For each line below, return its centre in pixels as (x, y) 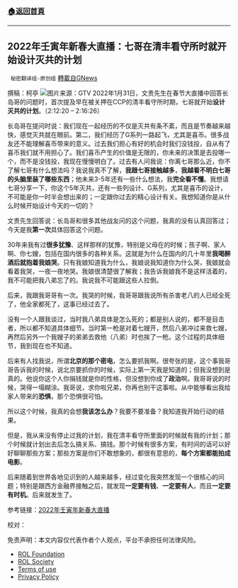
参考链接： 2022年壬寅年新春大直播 (58, 510)
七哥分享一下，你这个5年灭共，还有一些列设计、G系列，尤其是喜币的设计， (117, 188)
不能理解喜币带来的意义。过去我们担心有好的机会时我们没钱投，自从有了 (125, 144)
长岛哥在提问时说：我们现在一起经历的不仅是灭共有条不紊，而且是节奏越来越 (119, 126)
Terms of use (37, 570)
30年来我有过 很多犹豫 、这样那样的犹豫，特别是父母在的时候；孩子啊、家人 (117, 245)
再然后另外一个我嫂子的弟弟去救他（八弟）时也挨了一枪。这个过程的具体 (113, 337)
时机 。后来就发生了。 (44, 495)
